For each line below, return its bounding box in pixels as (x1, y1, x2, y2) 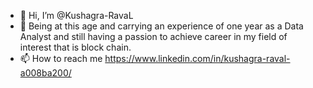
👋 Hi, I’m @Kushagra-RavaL (19, 10, 134, 21)
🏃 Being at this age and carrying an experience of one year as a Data (19, 20, 304, 32)
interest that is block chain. (19, 41, 132, 53)
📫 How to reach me (19, 53, 103, 64)
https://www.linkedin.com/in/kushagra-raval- (104, 53, 291, 64)
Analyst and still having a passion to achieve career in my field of (19, 31, 288, 42)
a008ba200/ (19, 67, 72, 79)
